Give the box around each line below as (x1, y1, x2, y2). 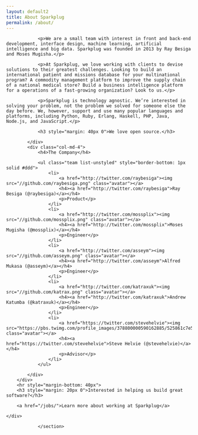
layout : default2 (6, 8, 49, 15)
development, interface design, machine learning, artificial (6, 41, 162, 47)
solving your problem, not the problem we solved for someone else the (6, 103, 186, 109)
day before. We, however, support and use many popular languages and (6, 108, 183, 114)
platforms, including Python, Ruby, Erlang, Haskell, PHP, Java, (6, 113, 170, 119)
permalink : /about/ (6, 20, 54, 25)
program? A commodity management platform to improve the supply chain (6, 77, 186, 83)
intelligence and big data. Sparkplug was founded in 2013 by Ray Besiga (6, 46, 192, 52)
